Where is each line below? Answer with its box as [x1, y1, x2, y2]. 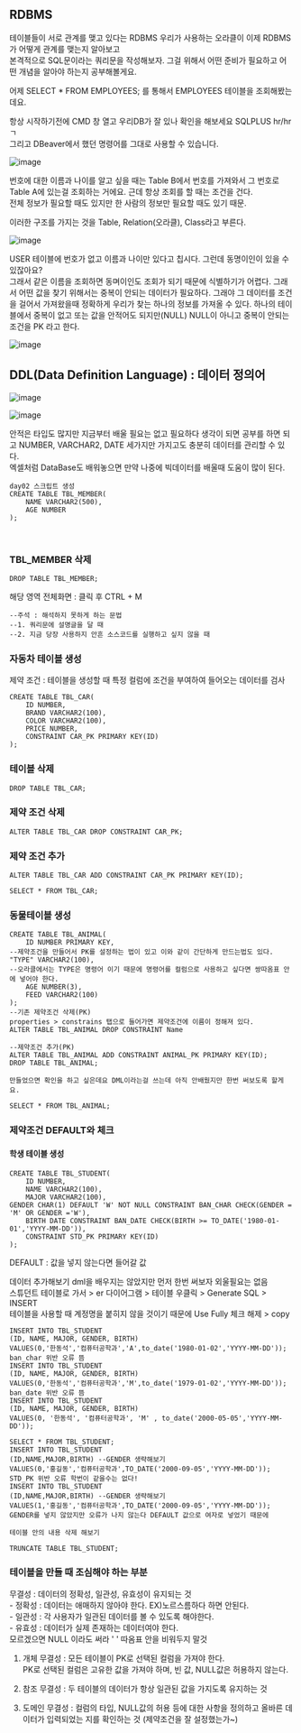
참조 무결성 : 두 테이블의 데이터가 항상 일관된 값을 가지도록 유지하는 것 [22, 1682, 268, 1694]
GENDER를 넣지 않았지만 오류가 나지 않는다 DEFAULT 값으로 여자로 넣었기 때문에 [9, 1510, 269, 1519]
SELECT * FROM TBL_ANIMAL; [9, 1102, 111, 1111]
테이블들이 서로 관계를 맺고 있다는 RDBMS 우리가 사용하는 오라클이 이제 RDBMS [9, 32, 291, 43]
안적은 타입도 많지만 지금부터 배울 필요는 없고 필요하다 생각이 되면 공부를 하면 [9, 428, 281, 438]
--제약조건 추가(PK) [9, 1043, 75, 1052]
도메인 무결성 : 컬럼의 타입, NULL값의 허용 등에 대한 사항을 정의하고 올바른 [22, 1702, 284, 1713]
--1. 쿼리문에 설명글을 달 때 [9, 620, 104, 630]
